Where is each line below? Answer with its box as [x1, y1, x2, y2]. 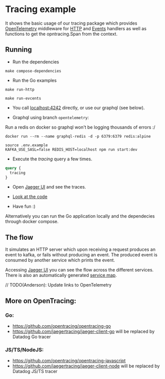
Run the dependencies [12, 59, 59, 65]
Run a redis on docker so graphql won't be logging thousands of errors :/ [5, 124, 155, 130]
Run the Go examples [12, 77, 57, 83]
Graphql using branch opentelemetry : [12, 114, 89, 120]
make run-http [5, 87, 35, 92]
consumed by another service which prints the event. [5, 257, 115, 263]
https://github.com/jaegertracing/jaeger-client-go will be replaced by [12, 328, 155, 334]
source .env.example [5, 142, 48, 148]
